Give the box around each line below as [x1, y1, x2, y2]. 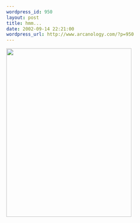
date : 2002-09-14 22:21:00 [6, 25, 75, 32]
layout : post [6, 15, 39, 21]
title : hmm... [6, 20, 42, 26]
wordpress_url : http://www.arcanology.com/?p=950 [6, 32, 135, 38]
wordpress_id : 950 [6, 8, 53, 15]
